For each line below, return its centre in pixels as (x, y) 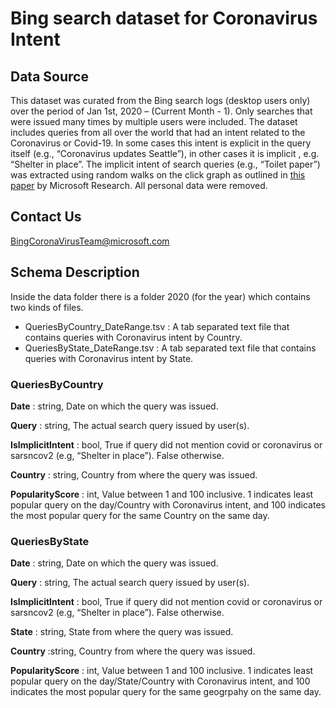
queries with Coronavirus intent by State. (109, 358)
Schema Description (75, 272)
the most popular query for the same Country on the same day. (140, 515)
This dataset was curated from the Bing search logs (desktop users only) (160, 100)
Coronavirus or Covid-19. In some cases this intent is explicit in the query (161, 143)
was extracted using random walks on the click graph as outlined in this (158, 175)
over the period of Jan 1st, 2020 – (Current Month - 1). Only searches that (161, 111)
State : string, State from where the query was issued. (122, 632)
